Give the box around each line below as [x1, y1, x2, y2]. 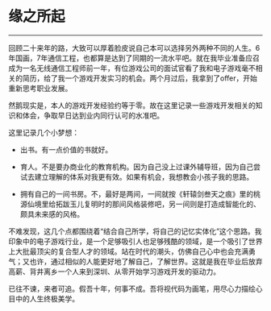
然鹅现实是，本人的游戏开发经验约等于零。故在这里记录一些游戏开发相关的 [8, 100, 256, 110]
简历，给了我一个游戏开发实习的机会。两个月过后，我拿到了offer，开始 [22, 73, 258, 83]
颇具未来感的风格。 [19, 209, 85, 218]
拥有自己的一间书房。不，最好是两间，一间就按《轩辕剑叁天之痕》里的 [19, 189, 254, 198]
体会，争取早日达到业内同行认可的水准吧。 [22, 110, 164, 120]
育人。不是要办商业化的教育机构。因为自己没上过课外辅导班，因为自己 [19, 162, 254, 172]
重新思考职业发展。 [8, 83, 73, 93]
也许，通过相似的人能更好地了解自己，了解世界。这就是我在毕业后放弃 [29, 256, 263, 266]
